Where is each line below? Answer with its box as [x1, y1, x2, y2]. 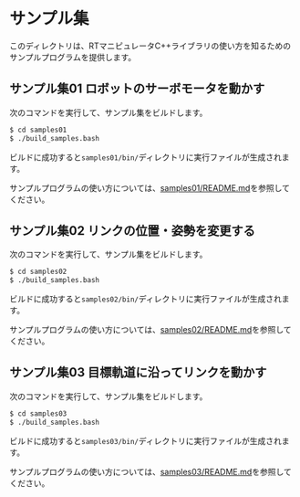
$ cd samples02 [9, 267, 67, 277]
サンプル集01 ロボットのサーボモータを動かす [9, 81, 265, 97]
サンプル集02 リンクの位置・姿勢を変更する [9, 223, 255, 238]
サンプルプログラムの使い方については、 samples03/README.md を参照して [9, 466, 292, 477]
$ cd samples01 [9, 125, 67, 134]
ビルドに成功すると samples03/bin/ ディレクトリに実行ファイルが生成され [9, 435, 283, 446]
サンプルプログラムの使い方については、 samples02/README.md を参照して [9, 324, 292, 335]
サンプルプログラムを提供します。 [9, 51, 137, 62]
